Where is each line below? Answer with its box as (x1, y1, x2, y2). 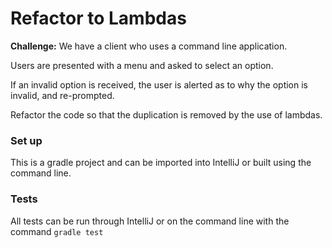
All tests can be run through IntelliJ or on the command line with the (10, 215, 290, 227)
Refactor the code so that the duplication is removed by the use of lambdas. (10, 108, 323, 121)
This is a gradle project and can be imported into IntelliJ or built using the (10, 157, 312, 169)
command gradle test (10, 225, 104, 237)
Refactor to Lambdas (10, 7, 187, 30)
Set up (10, 133, 43, 147)
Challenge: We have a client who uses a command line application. (10, 40, 288, 52)
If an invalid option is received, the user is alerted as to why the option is (10, 78, 308, 91)
